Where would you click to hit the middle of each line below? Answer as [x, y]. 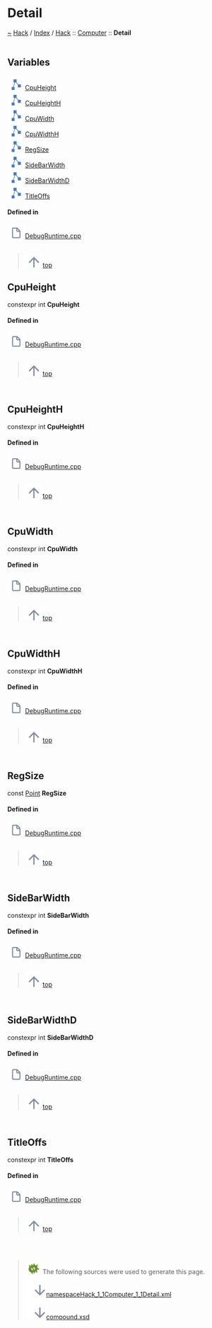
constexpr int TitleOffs [41, 1159]
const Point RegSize [37, 793]
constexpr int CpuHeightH [46, 426]
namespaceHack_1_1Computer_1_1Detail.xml [108, 1295]
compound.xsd [68, 1317]
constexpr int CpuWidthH [45, 671]
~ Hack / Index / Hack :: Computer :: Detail [69, 33]
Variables [29, 63]
